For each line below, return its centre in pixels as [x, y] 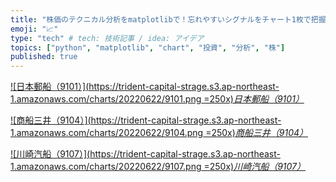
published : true [44, 57]
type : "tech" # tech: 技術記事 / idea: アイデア [107, 38]
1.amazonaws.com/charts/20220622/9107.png [106, 167]
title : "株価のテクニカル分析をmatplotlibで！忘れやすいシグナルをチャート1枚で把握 [168, 19]
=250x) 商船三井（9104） [257, 133]
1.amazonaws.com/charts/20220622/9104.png [107, 133]
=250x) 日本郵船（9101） [254, 99]
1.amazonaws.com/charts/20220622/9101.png [106, 99]
